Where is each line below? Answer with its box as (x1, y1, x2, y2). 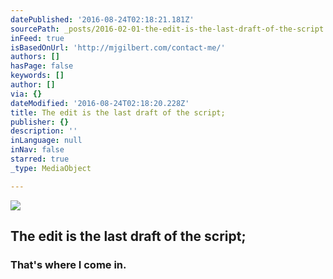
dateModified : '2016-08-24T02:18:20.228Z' (10, 98, 190, 108)
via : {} (10, 89, 43, 99)
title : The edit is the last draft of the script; (10, 107, 226, 118)
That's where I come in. (10, 257, 127, 271)
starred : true (10, 154, 70, 164)
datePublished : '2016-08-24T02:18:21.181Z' (10, 14, 195, 25)
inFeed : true (10, 33, 65, 43)
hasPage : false (10, 61, 74, 71)
